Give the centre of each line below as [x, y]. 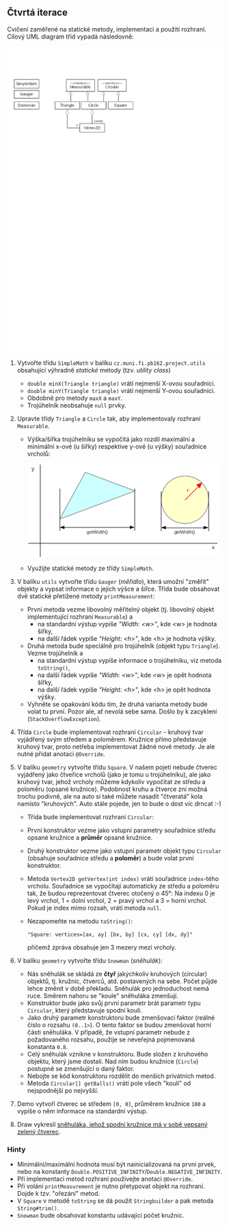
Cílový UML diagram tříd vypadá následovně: [71, 36]
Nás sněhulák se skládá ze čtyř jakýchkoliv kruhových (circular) [117, 974]
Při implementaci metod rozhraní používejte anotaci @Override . [105, 1179]
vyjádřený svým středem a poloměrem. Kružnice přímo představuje [112, 739]
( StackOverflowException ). [64, 718]
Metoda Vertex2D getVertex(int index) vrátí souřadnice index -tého [123, 878]
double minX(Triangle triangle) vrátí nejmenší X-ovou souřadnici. [121, 383]
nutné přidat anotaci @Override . [61, 754]
